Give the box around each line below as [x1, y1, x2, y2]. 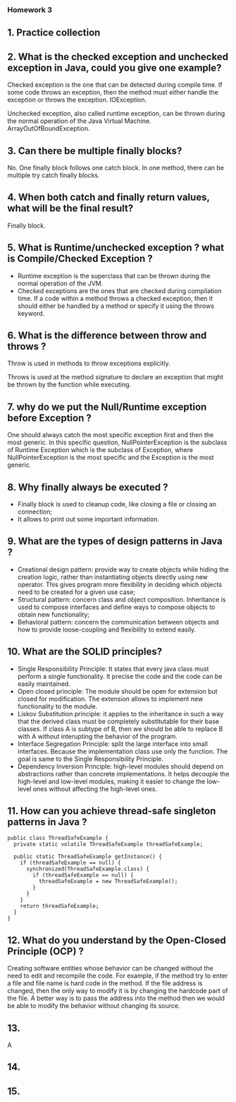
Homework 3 [7, 5, 53, 15]
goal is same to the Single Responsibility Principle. [17, 754, 164, 763]
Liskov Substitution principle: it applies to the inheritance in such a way [17, 709, 224, 718]
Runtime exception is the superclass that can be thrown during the [17, 271, 211, 280]
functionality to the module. [17, 701, 98, 711]
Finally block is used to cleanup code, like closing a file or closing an [17, 500, 217, 508]
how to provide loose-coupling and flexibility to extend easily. [17, 625, 197, 634]
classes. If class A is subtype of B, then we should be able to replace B [17, 724, 223, 733]
